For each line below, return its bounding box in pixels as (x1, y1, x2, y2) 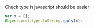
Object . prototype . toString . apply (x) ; (5, 18, 83, 23)
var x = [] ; (5, 14, 30, 19)
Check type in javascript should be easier (5, 4, 90, 10)
